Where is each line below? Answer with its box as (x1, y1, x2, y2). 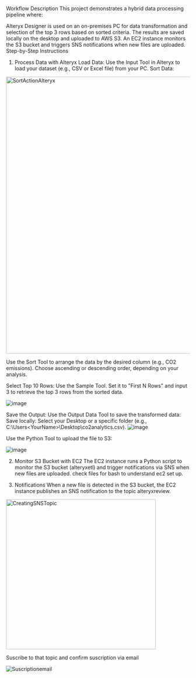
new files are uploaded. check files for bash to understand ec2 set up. (14, 470, 184, 477)
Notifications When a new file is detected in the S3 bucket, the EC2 (14, 481, 176, 488)
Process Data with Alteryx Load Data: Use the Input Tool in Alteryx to (14, 59, 180, 66)
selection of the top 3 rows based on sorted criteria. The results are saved (6, 29, 184, 36)
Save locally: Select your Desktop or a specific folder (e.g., (6, 417, 147, 424)
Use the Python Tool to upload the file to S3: (6, 435, 113, 441)
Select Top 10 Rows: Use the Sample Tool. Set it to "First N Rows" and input (6, 382, 188, 389)
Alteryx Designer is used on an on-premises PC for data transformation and (6, 23, 188, 29)
